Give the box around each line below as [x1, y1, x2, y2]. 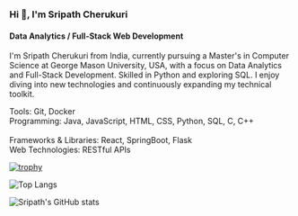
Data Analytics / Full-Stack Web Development [9, 31, 184, 41]
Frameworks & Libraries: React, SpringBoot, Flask [9, 135, 193, 146]
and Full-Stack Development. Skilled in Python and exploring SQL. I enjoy [9, 69, 280, 80]
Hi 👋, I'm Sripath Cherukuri [9, 8, 128, 21]
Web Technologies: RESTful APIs [9, 144, 132, 156]
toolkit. [9, 89, 35, 100]
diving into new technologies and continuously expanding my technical [9, 79, 272, 90]
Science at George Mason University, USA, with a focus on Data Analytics [9, 60, 283, 71]
